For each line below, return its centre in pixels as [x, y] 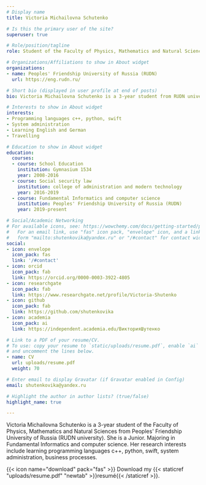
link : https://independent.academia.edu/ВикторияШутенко [86, 329]
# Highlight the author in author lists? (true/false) [78, 396]
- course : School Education [48, 164]
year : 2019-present [42, 210]
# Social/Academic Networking [45, 221]
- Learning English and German [46, 130]
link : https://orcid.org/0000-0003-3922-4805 [71, 277]
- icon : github [26, 300]
